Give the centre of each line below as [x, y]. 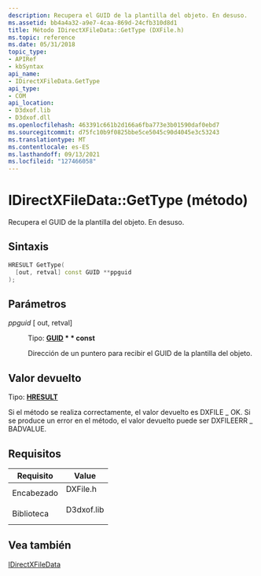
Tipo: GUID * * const [62, 338]
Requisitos [35, 454]
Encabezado [35, 493]
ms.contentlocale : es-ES [49, 147]
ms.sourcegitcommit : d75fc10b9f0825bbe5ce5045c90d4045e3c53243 [114, 132]
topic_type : [28, 52]
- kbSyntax [26, 67]
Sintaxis [29, 247]
